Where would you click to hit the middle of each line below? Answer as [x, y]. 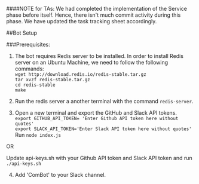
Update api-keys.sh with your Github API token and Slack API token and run [99, 158]
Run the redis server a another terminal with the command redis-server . [104, 101]
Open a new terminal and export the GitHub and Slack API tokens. [96, 113]
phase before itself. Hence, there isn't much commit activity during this [94, 15]
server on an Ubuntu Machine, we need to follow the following [91, 62]
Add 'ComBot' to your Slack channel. [60, 175]
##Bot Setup [22, 33]
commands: [29, 69]
